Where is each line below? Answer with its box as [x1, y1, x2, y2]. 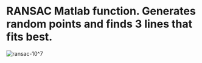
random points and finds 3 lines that [6, 17, 193, 31]
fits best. [6, 30, 53, 44]
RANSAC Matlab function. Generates [6, 4, 196, 18]
